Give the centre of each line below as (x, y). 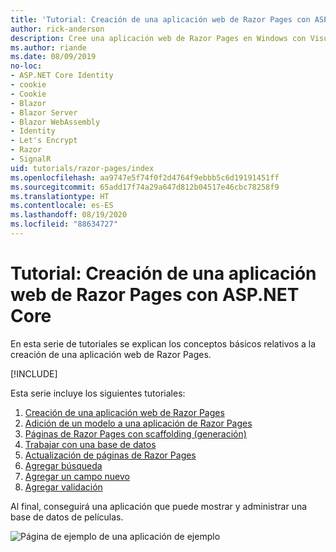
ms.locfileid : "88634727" (64, 224)
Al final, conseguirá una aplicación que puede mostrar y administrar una (159, 506)
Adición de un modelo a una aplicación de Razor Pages (138, 423)
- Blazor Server (44, 112)
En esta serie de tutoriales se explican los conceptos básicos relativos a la (163, 343)
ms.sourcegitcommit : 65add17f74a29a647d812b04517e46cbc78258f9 (145, 187)
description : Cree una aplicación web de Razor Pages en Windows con (158, 38)
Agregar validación (63, 487)
